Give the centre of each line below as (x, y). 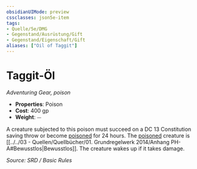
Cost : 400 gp (32, 110)
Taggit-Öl (31, 76)
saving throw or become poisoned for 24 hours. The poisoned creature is (98, 135)
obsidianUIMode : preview (38, 12)
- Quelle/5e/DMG (27, 29)
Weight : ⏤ (28, 117)
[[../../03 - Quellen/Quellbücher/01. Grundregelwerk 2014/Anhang (88, 142)
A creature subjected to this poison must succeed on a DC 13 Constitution (99, 129)
